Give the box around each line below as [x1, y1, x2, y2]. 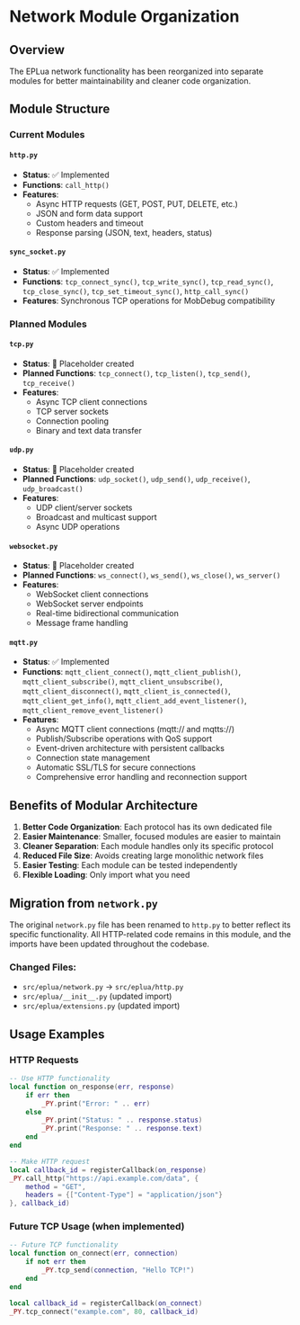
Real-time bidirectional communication [35, 608, 180, 619]
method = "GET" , [25, 1182, 87, 1191]
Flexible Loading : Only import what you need [22, 870, 190, 881]
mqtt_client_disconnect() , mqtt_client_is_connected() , [22, 685, 231, 696]
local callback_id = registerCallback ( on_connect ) [9, 1298, 203, 1308]
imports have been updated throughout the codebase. [9, 938, 209, 950]
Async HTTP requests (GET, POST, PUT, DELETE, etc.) [35, 198, 238, 209]
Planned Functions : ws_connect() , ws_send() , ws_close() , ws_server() [22, 569, 281, 581]
